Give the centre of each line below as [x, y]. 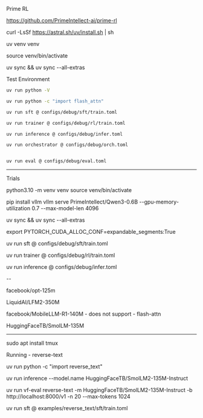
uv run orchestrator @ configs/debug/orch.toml [67, 145]
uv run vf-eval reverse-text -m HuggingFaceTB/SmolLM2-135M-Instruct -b [99, 390]
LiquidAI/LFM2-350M [33, 302]
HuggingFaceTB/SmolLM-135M [45, 326]
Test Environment [28, 79]
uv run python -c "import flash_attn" [55, 101]
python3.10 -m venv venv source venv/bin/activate [69, 190]
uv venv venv [23, 44]
